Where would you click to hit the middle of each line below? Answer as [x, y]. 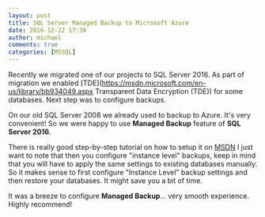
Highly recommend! [40, 204]
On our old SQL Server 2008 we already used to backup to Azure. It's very [130, 115]
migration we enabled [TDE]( [55, 83]
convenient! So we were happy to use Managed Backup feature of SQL [125, 123]
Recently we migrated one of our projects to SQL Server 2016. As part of [126, 75]
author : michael [35, 37]
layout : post [30, 15]
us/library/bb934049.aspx [51, 91]
